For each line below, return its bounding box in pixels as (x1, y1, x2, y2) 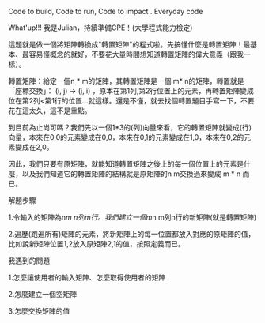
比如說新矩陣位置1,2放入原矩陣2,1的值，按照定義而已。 (8, 239, 186, 248)
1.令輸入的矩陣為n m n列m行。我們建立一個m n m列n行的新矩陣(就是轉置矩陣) (8, 212, 257, 222)
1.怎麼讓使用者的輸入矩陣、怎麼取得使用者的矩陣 (8, 272, 166, 282)
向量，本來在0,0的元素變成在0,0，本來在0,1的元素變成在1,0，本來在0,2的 (8, 133, 244, 141)
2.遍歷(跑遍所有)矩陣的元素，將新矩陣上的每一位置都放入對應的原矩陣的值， (8, 229, 256, 238)
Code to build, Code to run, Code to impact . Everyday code (8, 7, 203, 16)
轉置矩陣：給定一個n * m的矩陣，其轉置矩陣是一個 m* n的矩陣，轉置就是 (8, 77, 244, 85)
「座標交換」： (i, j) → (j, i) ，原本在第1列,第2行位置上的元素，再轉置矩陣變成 (8, 86, 255, 96)
